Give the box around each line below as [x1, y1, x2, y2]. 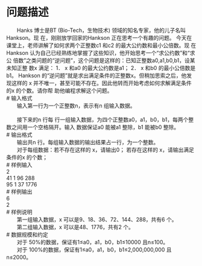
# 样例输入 [6, 161, 33, 168]
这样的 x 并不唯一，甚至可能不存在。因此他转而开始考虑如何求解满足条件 [11, 79, 192, 86]
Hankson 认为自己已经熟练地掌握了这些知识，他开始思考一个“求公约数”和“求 [6, 49, 195, 56]
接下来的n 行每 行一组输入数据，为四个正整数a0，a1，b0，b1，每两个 [16, 116, 189, 123]
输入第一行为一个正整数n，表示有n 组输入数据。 [16, 102, 136, 109]
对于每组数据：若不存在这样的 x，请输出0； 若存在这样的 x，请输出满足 [16, 146, 194, 153]
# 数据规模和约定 [6, 230, 48, 238]
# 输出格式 [6, 131, 33, 138]
